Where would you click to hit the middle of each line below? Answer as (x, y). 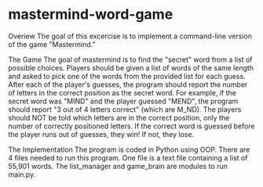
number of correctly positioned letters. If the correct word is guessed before (131, 126)
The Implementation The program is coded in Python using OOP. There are (129, 149)
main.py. (22, 174)
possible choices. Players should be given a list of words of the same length (131, 67)
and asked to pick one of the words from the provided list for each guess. (127, 76)
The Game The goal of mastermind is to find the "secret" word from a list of (130, 59)
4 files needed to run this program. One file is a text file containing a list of (128, 157)
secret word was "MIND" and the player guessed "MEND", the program (123, 101)
